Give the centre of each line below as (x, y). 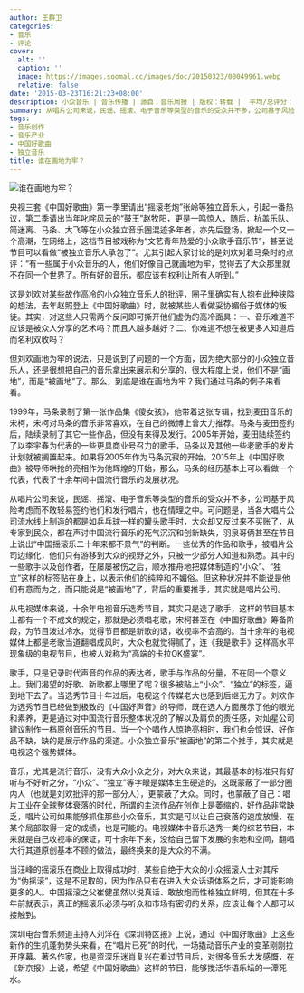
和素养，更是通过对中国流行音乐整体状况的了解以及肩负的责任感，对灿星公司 (152, 718)
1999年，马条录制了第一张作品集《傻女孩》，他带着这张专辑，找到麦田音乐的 (151, 411)
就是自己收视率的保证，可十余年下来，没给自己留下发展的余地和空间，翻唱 (156, 838)
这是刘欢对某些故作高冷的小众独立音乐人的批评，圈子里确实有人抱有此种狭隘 (152, 294)
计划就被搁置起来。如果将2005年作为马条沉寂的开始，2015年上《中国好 (143, 457)
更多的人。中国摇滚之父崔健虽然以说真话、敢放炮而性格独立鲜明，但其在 (144, 892)
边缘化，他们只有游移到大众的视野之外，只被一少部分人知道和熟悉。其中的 (156, 555)
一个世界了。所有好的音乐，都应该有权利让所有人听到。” (136, 274)
